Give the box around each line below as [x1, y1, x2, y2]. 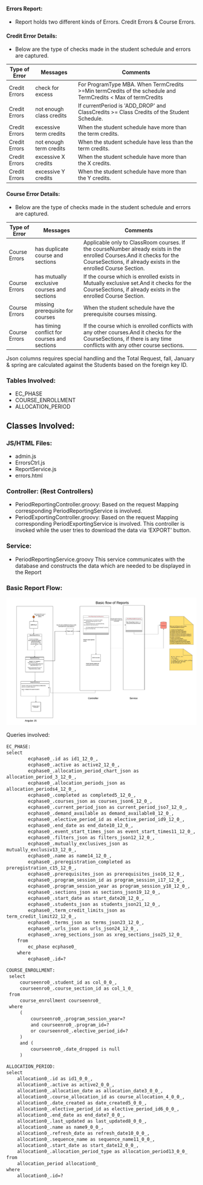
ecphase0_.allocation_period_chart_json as [28, 768, 139, 774]
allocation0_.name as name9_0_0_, [17, 1124, 104, 1130]
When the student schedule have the [83, 304, 175, 311]
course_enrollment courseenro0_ [19, 998, 101, 1004]
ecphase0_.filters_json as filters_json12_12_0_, [28, 834, 155, 841]
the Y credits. [78, 175, 111, 182]
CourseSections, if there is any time [83, 335, 172, 342]
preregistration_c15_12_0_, [6, 865, 77, 871]
